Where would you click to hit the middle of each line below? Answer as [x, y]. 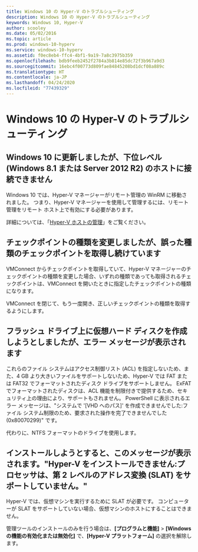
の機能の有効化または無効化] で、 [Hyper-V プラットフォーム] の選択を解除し [99, 536]
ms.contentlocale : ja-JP [37, 77]
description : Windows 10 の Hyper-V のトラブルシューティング [78, 17]
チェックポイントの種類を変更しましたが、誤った [95, 242]
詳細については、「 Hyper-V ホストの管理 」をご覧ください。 [77, 222]
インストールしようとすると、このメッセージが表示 [99, 453]
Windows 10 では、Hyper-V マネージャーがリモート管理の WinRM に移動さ [97, 194]
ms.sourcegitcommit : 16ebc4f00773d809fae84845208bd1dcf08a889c [85, 66]
